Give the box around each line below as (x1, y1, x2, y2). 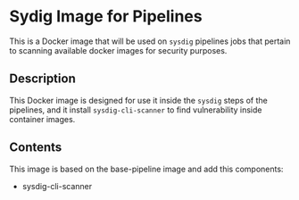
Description (9, 71, 76, 87)
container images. (9, 113, 76, 124)
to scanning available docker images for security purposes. (9, 45, 228, 55)
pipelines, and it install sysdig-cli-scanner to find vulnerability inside (9, 104, 262, 115)
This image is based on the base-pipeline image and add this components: (9, 163, 284, 174)
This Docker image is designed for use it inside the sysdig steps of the (9, 95, 268, 105)
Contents (9, 140, 62, 155)
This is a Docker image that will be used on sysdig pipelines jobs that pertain (9, 36, 291, 46)
